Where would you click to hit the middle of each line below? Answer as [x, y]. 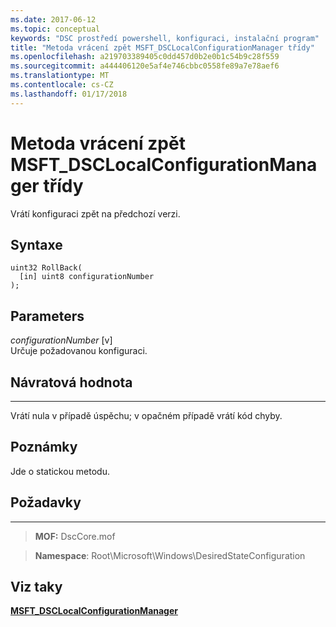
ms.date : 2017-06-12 [53, 19]
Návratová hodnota [71, 382]
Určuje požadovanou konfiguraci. [79, 351]
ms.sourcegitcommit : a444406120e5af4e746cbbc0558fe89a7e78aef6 [145, 66]
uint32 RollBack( [46, 268]
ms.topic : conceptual [55, 29]
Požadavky [46, 502]
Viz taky [36, 587]
